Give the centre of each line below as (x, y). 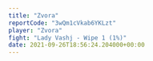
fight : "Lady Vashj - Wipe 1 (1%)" (68, 38)
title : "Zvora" (34, 15)
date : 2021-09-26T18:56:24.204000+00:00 (77, 45)
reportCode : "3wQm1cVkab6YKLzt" (62, 23)
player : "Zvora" (35, 30)
